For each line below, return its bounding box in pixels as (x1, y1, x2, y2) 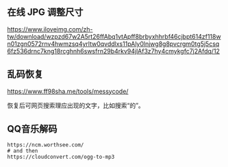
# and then (7, 148, 38, 155)
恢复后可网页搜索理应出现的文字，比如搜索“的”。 (7, 101, 145, 110)
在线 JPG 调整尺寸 (7, 6, 84, 18)
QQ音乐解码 (7, 123, 58, 135)
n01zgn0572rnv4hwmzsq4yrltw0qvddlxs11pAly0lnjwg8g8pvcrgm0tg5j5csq (7, 40, 220, 48)
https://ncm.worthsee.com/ (7, 142, 84, 149)
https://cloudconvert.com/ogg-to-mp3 (7, 153, 115, 161)
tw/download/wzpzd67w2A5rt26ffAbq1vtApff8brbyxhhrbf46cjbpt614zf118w (7, 32, 221, 40)
